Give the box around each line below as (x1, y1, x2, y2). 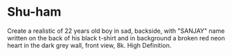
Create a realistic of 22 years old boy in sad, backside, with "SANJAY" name (7, 27, 225, 35)
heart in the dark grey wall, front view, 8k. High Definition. (7, 41, 172, 49)
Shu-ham (7, 4, 62, 20)
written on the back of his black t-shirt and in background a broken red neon (7, 33, 225, 42)
